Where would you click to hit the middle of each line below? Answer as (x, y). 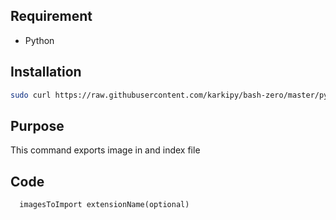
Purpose (37, 125)
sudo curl (31, 95)
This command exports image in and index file (105, 150)
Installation (46, 72)
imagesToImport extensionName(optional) (104, 205)
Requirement (51, 16)
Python (39, 40)
